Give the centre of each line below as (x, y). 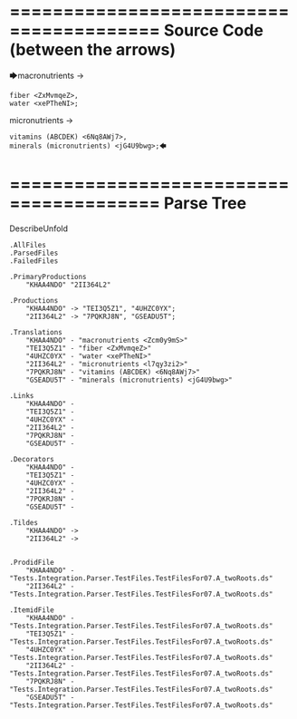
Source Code (214, 30)
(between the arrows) (93, 50)
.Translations (36, 332)
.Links (22, 395)
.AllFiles (28, 245)
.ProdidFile (32, 562)
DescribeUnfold (39, 228)
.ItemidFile (32, 610)
